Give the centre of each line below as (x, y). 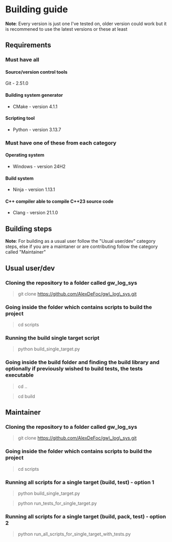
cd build (26, 396)
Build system (19, 178)
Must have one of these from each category (61, 143)
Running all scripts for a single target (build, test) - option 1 (80, 482)
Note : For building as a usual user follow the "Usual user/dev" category (81, 241)
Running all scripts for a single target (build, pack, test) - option (86, 516)
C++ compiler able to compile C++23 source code (59, 201)
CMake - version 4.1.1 (35, 107)
